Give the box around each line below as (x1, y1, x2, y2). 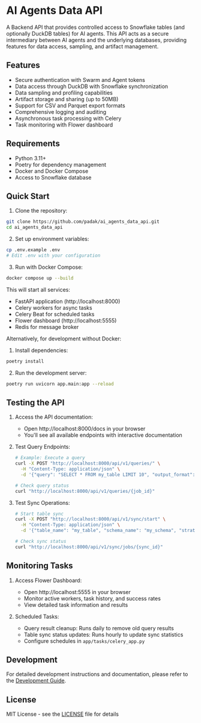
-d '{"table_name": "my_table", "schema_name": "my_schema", (20, 528, 177, 534)
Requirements (6, 139, 60, 149)
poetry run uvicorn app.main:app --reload (6, 381, 114, 387)
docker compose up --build (6, 275, 74, 281)
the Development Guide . (6, 677, 67, 684)
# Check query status (14, 483, 69, 489)
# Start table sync (14, 510, 64, 517)
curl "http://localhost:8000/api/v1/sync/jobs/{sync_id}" (14, 543, 163, 550)
